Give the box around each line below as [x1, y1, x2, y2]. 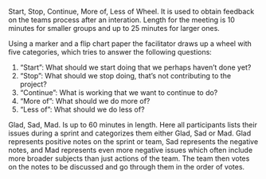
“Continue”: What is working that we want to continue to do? [19, 88, 218, 97]
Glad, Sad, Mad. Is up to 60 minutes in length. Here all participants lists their [8, 120, 257, 129]
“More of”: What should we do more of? [19, 97, 151, 105]
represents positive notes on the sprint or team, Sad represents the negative [8, 137, 259, 146]
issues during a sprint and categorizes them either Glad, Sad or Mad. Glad [8, 128, 252, 138]
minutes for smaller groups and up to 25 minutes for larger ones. [8, 24, 221, 32]
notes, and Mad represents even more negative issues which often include [8, 146, 253, 154]
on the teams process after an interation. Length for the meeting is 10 [8, 15, 235, 25]
